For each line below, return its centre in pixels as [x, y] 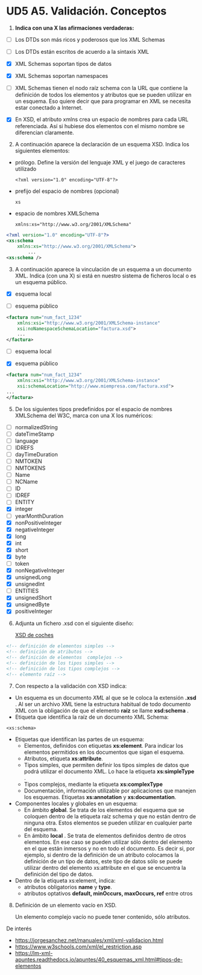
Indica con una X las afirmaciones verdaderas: [74, 28]
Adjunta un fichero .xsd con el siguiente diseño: [74, 623]
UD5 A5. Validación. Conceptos [87, 11]
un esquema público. [41, 282]
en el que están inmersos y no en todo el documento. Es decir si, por [109, 848]
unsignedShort [33, 598]
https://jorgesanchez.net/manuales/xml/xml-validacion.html [89, 940]
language [27, 441]
